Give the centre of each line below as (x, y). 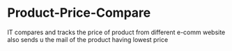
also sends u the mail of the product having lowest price (88, 39)
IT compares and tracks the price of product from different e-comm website (116, 32)
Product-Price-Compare (79, 13)
